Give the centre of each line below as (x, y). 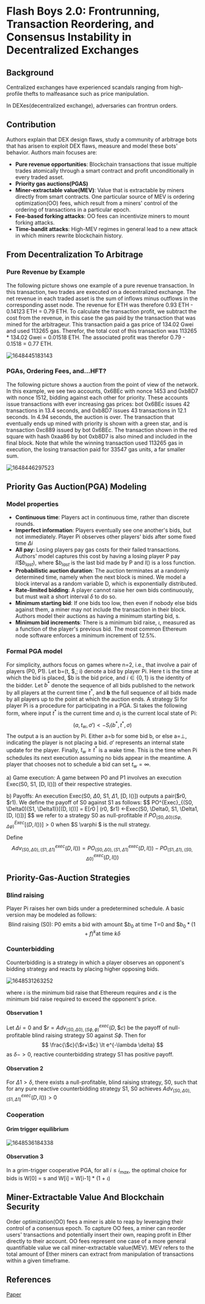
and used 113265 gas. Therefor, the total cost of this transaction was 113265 (102, 331)
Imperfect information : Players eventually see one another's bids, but (103, 530)
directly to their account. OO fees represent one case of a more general (96, 1241)
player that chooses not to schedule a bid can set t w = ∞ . (79, 765)
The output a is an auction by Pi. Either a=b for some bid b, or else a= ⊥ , (97, 736)
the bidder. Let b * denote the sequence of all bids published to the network (101, 684)
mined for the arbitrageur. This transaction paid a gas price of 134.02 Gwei (100, 324)
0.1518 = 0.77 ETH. (30, 343)
